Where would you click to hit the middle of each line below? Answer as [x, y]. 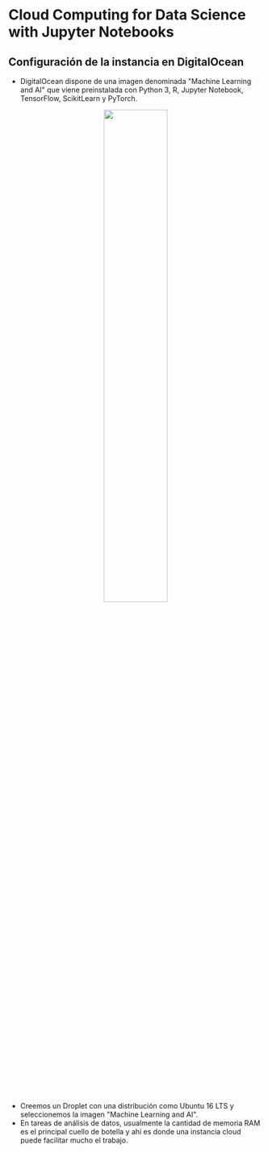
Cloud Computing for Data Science [127, 15]
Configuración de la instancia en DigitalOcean [126, 62]
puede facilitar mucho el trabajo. [74, 1140]
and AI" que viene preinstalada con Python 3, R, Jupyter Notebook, [132, 90]
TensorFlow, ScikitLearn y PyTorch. [79, 98]
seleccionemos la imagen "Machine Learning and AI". [109, 1114]
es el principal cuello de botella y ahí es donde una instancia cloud [130, 1132]
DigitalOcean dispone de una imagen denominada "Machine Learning [136, 81]
